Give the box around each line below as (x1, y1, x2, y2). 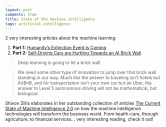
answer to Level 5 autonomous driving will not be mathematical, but (17, 85, 157, 91)
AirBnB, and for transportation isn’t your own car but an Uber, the (17, 80, 152, 86)
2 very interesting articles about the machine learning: (5, 35, 116, 41)
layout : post (5, 7, 32, 12)
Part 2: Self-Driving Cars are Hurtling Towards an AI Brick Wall (12, 50, 141, 56)
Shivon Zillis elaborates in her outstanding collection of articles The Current (5, 100, 161, 106)
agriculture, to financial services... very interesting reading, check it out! (5, 116, 153, 122)
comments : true (5, 12, 37, 17)
